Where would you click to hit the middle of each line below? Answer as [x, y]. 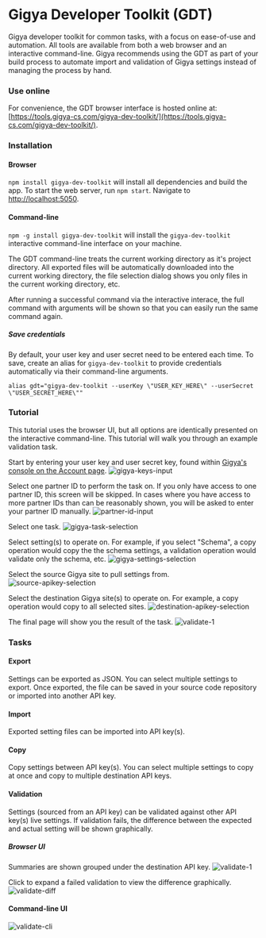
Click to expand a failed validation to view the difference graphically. [120, 882]
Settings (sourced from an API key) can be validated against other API [122, 812]
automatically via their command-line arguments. [88, 371]
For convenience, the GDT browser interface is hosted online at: [113, 108]
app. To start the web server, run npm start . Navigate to [99, 190]
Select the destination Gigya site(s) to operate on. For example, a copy [123, 598]
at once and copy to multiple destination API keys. [90, 776]
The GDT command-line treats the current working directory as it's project [130, 259]
